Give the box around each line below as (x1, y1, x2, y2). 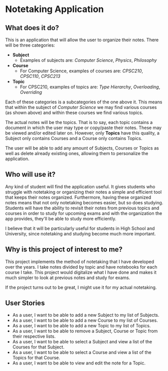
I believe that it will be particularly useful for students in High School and (5, 225, 155, 231)
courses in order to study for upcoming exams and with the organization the (5, 210, 162, 216)
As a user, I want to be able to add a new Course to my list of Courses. (12, 317, 158, 323)
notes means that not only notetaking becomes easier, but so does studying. (5, 199, 163, 205)
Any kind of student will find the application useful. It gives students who (5, 183, 155, 189)
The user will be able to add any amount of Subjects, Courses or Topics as (5, 145, 159, 151)
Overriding (20, 89, 43, 95)
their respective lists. (12, 333, 56, 339)
